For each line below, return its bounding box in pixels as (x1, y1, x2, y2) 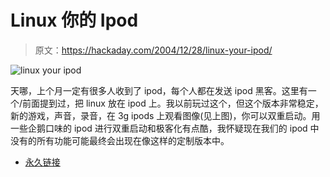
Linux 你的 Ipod (10, 9, 139, 32)
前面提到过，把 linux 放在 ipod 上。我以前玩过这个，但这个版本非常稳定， (22, 97, 324, 109)
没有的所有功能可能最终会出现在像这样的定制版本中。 (10, 134, 230, 146)
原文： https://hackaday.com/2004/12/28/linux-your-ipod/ (34, 44, 273, 56)
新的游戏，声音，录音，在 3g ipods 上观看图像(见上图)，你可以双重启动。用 (10, 109, 321, 121)
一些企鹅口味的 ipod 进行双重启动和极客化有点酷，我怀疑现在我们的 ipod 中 (10, 122, 320, 134)
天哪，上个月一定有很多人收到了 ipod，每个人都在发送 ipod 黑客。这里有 (10, 84, 308, 96)
